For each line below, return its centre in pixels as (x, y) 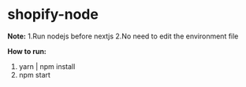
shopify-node (53, 14)
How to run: (27, 51)
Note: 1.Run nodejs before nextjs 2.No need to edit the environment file (123, 36)
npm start (34, 74)
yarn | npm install (47, 66)
